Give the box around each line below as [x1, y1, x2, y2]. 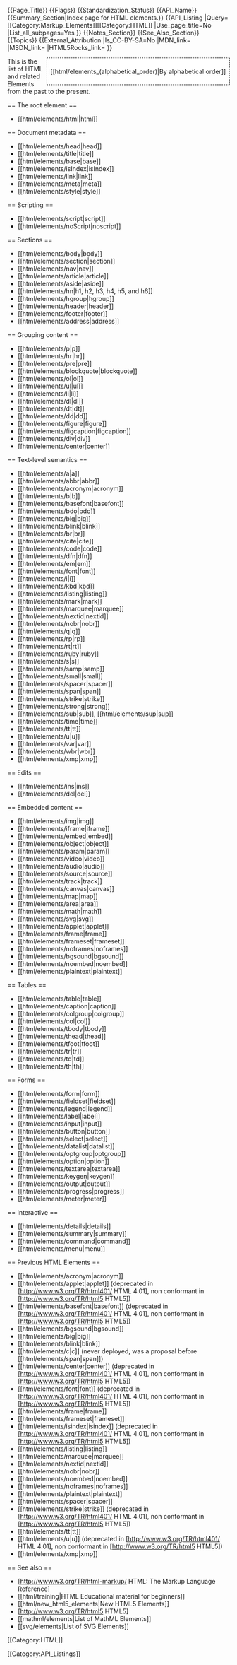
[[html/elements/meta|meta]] [17, 180, 102, 188]
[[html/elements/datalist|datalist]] [17, 1142, 115, 1151]
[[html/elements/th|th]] [17, 1062, 85, 1070]
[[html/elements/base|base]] [17, 157, 101, 165]
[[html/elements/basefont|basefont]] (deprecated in [17, 1302, 169, 1310]
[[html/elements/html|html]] [17, 114, 98, 123]
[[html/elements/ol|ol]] [17, 375, 83, 382]
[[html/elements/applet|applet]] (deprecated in [17, 1279, 154, 1288]
